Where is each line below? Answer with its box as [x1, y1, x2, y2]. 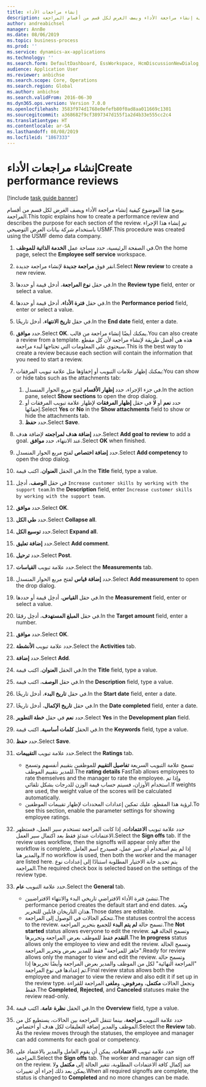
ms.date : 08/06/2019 [7, 32, 60, 38]
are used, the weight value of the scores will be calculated [24, 787, 172, 794]
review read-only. [24, 992, 70, 1000]
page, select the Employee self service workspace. [15, 250, 147, 258]
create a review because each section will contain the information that [15, 349, 193, 356]
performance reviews [7, 174, 119, 188]
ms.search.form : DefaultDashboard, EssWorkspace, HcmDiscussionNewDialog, [7, 60, 202, 66]
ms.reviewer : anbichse [7, 72, 65, 78]
